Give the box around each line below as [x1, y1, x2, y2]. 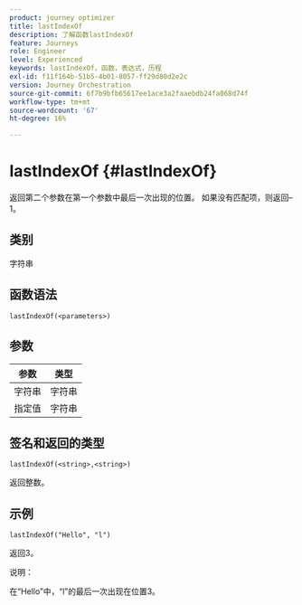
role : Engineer [9, 47, 67, 56]
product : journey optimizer [9, 13, 116, 23]
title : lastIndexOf [9, 22, 83, 31]
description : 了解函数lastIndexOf [9, 30, 134, 39]
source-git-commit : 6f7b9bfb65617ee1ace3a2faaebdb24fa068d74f [9, 89, 249, 98]
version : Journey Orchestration [9, 80, 131, 90]
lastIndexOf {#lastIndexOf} [9, 161, 217, 182]
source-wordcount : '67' [9, 106, 99, 115]
